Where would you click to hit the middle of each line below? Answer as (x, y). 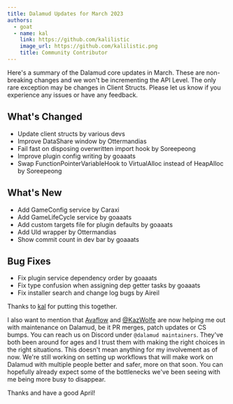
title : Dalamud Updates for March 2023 (65, 14)
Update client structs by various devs (71, 134)
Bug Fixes (29, 261)
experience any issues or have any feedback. (73, 94)
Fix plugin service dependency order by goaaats (87, 278)
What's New (35, 193)
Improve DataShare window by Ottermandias (82, 141)
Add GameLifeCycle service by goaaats (74, 217)
